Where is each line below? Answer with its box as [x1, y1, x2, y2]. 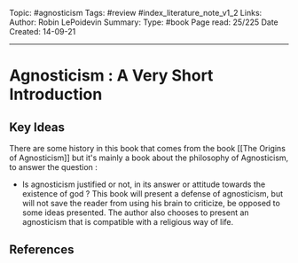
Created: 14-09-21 [9, 27, 76, 36]
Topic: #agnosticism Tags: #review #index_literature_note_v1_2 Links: [9, 8, 263, 18]
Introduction [9, 84, 103, 104]
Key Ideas [9, 120, 65, 135]
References [9, 243, 74, 258]
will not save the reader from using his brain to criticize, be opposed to [21, 198, 281, 208]
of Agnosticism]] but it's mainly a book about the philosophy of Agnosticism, [9, 152, 289, 163]
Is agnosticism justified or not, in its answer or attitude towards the [21, 179, 266, 190]
